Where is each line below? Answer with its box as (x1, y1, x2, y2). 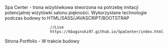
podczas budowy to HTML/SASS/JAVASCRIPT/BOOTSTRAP (5, 15, 130, 21)
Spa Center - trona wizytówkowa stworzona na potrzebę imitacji (5, 5, 139, 10)
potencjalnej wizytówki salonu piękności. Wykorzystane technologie (5, 10, 147, 16)
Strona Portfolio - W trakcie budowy (5, 38, 79, 44)
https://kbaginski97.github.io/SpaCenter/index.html (50, 29, 164, 34)
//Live (50, 25, 64, 30)
